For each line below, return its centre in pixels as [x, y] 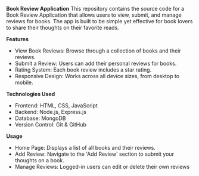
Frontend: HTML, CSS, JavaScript [56, 106]
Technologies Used [31, 94]
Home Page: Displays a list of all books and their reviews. [85, 148]
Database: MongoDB [40, 118]
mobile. [24, 82]
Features [17, 39]
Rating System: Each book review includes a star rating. [83, 70]
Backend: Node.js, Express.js [51, 112]
